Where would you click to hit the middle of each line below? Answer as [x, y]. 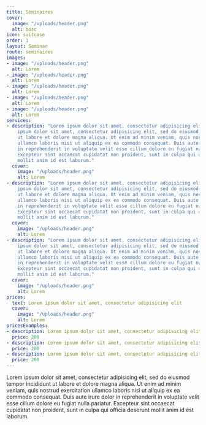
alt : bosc [24, 29]
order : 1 [17, 40]
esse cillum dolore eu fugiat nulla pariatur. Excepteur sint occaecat [90, 403]
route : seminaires [30, 52]
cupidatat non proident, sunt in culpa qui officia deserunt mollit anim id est [100, 410]
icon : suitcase [26, 35]
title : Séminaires [30, 12]
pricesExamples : [27, 326]
